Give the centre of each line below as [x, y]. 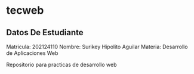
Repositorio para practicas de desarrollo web [61, 64]
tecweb [25, 10]
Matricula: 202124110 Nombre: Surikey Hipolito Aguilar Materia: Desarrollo [97, 47]
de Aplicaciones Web [32, 53]
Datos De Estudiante [45, 33]
